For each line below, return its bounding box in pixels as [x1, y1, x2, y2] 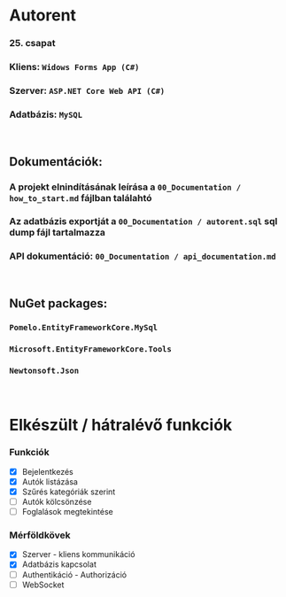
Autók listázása [21, 476, 78, 487]
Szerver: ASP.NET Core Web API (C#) [9, 84, 166, 97]
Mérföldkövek [9, 529, 71, 541]
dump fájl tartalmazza [9, 227, 106, 239]
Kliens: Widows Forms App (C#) [9, 61, 140, 74]
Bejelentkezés [21, 466, 73, 477]
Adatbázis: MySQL [9, 108, 82, 120]
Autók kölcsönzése [21, 496, 92, 507]
